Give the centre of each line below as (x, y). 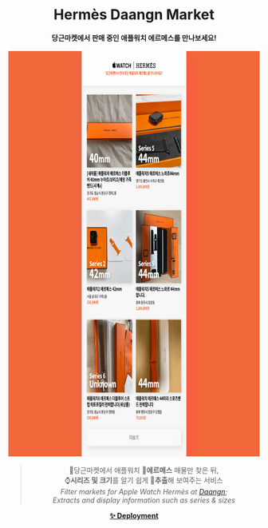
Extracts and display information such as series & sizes (144, 500)
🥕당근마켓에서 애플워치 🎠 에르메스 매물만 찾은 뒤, (144, 470)
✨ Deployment (134, 515)
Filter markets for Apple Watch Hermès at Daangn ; (144, 491)
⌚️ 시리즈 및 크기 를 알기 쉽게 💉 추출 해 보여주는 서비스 (144, 480)
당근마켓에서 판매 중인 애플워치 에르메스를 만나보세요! (134, 38)
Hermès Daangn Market (134, 15)
